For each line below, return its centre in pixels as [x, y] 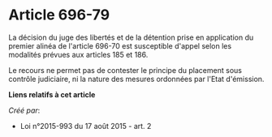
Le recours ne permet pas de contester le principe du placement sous [125, 70]
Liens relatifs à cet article [52, 94]
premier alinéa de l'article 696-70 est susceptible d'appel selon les [120, 45]
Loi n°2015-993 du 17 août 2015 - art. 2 [86, 126]
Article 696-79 [59, 15]
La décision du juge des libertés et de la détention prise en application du [131, 37]
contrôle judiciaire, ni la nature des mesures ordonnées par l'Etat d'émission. [136, 79]
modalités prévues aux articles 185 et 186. [78, 54]
